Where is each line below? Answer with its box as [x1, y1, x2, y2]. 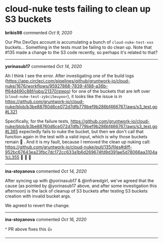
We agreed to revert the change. [5, 202, 70, 208]
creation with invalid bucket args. [5, 193, 71, 199]
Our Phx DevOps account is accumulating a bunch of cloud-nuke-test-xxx [5, 39, 154, 45]
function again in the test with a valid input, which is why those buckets [5, 133, 148, 139]
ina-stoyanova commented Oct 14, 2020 [5, 168, 87, 174]
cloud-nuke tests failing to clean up [5, 3, 151, 15]
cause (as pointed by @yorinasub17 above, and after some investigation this [5, 183, 157, 189]
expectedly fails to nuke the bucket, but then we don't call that [19, 129, 144, 134]
